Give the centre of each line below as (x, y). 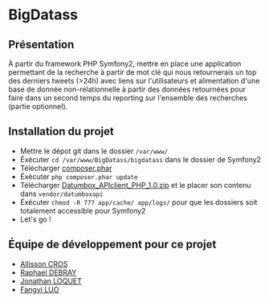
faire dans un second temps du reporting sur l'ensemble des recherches (128, 98)
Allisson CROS (44, 263)
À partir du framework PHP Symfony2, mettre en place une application (125, 63)
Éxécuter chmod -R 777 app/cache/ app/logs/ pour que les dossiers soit (139, 202)
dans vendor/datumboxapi (61, 194)
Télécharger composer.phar (66, 168)
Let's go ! (35, 219)
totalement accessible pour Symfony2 (83, 210)
